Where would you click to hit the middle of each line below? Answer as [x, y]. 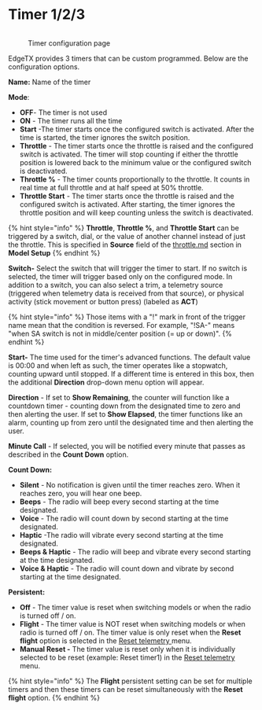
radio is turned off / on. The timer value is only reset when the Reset [130, 632]
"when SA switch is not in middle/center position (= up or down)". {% [120, 333]
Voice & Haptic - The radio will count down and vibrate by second [127, 568]
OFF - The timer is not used [63, 112]
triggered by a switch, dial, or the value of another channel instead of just [127, 236]
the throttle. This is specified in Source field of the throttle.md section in [125, 245]
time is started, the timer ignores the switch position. [105, 137]
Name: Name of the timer [50, 82]
